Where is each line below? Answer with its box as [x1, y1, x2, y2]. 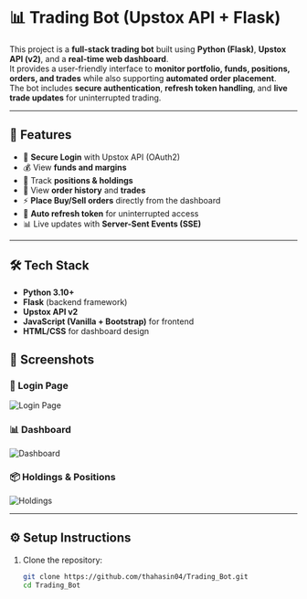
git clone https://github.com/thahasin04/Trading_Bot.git [22, 572, 249, 581]
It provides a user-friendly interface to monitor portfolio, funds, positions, [9, 63, 291, 74]
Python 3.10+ [22, 287, 75, 298]
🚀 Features [9, 127, 72, 142]
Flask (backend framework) [22, 296, 128, 307]
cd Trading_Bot [22, 581, 81, 590]
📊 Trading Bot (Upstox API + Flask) [9, 7, 281, 28]
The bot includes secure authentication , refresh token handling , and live [9, 82, 288, 93]
